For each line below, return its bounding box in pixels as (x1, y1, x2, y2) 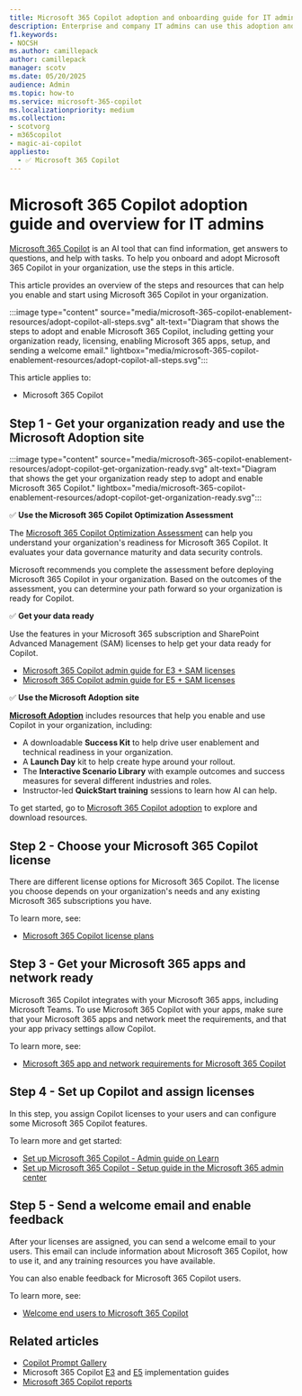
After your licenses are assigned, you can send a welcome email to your (9, 1236, 276, 1246)
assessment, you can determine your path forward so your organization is (9, 583, 283, 595)
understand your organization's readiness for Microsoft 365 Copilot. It (9, 537, 269, 548)
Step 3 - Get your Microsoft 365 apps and (9, 956, 246, 972)
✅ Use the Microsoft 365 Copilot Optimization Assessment (9, 510, 234, 521)
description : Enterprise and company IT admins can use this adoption (9, 22, 280, 31)
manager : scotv (9, 64, 67, 73)
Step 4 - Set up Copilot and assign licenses (9, 1084, 255, 1099)
